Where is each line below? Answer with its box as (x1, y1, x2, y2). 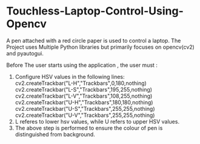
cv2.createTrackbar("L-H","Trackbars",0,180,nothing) (15, 80, 147, 87)
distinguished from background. (15, 131, 95, 138)
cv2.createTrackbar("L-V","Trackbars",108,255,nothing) (15, 92, 153, 99)
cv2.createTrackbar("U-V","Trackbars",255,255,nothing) (15, 111, 155, 119)
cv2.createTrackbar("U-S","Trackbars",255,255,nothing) (15, 105, 156, 112)
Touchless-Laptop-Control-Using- (6, 4, 184, 18)
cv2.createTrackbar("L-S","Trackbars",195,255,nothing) (15, 86, 153, 93)
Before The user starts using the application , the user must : (6, 61, 158, 69)
